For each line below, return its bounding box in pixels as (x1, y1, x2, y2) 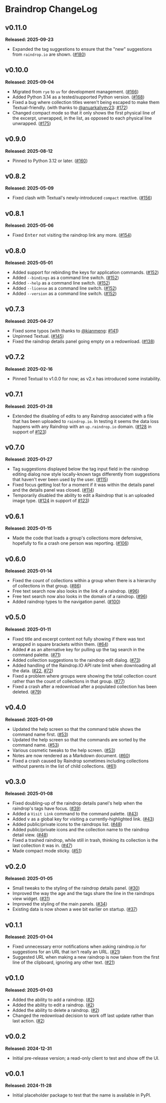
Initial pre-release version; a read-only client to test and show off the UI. (12, 1055, 160, 1061)
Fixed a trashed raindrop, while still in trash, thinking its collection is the (12, 837, 159, 843)
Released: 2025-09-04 (5, 79, 55, 85)
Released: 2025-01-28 (5, 403, 53, 409)
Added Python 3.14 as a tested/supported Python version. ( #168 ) (12, 94, 145, 100)
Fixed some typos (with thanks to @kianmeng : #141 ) (12, 327, 119, 334)
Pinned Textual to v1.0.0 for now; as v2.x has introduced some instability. (12, 376, 161, 382)
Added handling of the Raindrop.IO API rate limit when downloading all (12, 662, 156, 668)
